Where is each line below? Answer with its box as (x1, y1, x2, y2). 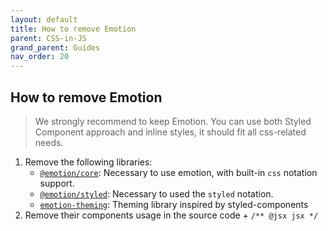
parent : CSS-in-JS (10, 33, 87, 43)
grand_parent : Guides (10, 42, 101, 53)
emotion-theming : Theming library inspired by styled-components (39, 198, 309, 210)
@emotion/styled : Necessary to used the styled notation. (39, 187, 274, 200)
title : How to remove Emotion (10, 24, 137, 34)
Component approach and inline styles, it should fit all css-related (34, 126, 307, 138)
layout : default (10, 14, 78, 25)
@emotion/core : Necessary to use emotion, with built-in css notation (39, 166, 318, 178)
